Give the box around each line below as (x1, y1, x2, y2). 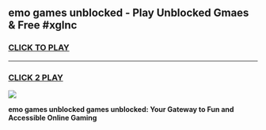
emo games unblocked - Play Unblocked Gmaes (8, 6, 249, 20)
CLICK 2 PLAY (8, 72, 63, 83)
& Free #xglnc (8, 19, 78, 32)
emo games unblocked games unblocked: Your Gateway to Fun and (8, 104, 234, 113)
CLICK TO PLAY (8, 43, 70, 54)
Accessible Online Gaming (8, 113, 97, 122)
